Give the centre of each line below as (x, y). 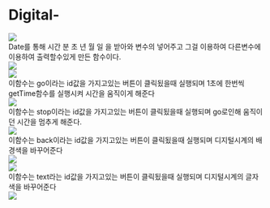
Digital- (34, 15)
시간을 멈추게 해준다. (49, 121)
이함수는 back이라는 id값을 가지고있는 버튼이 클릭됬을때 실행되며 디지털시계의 (131, 140)
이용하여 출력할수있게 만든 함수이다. (65, 56)
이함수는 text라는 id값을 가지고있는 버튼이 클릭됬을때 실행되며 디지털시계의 (126, 176)
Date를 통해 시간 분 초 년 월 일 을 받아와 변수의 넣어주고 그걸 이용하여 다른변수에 (135, 46)
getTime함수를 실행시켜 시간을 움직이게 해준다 (82, 93)
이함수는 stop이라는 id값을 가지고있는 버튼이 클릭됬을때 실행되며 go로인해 (125, 111)
